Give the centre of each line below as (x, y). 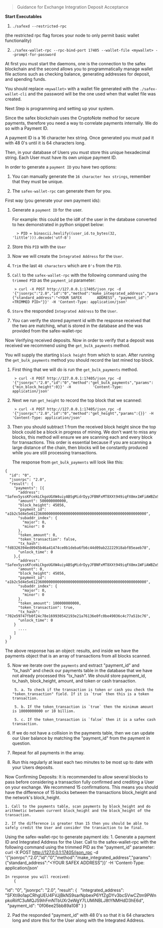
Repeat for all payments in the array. (48, 753)
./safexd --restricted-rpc (39, 26)
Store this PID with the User (39, 247)
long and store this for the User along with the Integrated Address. (78, 920)
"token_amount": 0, (37, 535)
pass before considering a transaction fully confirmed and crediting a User (80, 782)
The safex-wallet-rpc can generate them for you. (62, 191)
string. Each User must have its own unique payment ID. (61, 157)
